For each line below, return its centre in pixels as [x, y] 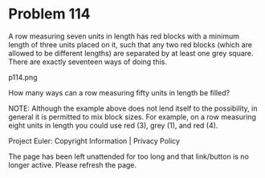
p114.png [23, 77]
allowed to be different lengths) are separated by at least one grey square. [131, 53]
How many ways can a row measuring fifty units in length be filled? [119, 92]
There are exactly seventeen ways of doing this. [88, 62]
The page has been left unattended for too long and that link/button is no [128, 156]
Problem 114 [49, 14]
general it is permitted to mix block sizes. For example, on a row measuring [132, 116]
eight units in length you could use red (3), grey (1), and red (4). [113, 125]
